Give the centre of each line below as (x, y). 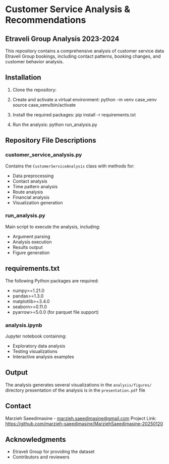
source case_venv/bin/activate (44, 105)
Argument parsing (31, 236)
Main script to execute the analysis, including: (53, 227)
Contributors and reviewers (41, 457)
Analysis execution (32, 242)
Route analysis (28, 192)
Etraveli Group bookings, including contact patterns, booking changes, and (83, 56)
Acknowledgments (36, 439)
